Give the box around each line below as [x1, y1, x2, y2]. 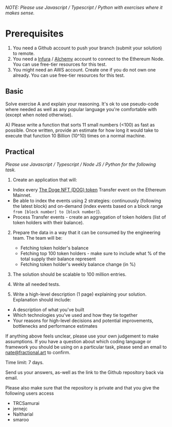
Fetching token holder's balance [20, 244, 89, 251]
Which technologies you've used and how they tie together [12, 312, 138, 318]
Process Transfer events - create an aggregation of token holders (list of [12, 213, 166, 220]
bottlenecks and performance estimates [12, 323, 98, 329]
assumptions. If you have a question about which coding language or [5, 338, 151, 344]
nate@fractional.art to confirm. [5, 349, 71, 355]
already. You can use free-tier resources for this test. [12, 72, 125, 78]
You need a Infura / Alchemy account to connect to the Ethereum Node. [12, 56, 164, 62]
